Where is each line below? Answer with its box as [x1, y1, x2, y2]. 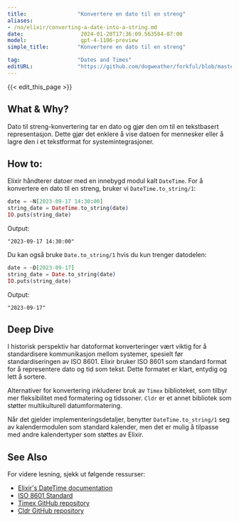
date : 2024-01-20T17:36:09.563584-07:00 [7, 30, 183, 38]
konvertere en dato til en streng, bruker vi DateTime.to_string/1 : [7, 184, 196, 193]
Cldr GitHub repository [17, 506, 84, 515]
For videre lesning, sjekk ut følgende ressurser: [7, 470, 146, 479]
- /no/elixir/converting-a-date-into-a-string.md [7, 24, 158, 31]
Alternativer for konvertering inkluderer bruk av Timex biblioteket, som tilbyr [7, 386, 228, 395]
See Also [7, 451, 48, 463]
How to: [7, 157, 43, 169]
